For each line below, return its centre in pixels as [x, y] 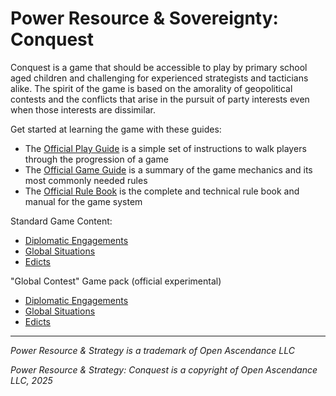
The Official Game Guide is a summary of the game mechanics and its [168, 169]
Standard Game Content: [61, 221]
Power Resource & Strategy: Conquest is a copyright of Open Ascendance [164, 369]
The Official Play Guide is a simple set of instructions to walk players [165, 148]
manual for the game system [83, 201]
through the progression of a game [96, 159]
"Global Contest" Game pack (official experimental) [116, 281]
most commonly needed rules [86, 180]
